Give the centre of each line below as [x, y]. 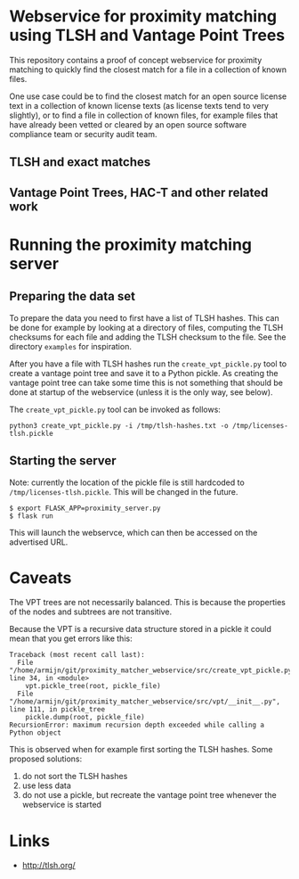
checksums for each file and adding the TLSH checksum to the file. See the [148, 337]
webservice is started [62, 805]
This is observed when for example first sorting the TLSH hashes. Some [141, 750]
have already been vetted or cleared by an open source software [128, 124]
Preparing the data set [73, 296]
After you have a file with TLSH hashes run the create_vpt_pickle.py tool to [148, 364]
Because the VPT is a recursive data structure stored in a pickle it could [140, 629]
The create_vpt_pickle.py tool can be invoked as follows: [115, 409]
